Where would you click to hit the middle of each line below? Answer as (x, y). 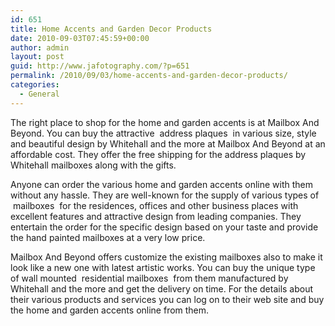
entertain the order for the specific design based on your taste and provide (164, 227)
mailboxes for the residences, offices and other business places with (155, 205)
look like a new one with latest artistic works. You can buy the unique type (163, 267)
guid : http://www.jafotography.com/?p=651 (100, 66)
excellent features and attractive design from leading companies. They (156, 216)
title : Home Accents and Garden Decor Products (111, 29)
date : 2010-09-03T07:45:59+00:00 (80, 38)
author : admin (40, 47)
